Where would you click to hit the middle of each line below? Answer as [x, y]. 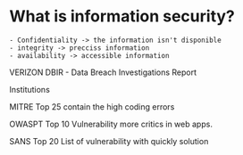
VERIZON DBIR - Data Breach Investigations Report [103, 72]
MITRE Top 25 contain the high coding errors [92, 106]
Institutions [30, 89]
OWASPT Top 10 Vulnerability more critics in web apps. [111, 124]
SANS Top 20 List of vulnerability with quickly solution [109, 141]
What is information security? [122, 16]
